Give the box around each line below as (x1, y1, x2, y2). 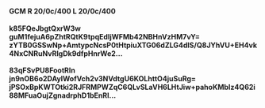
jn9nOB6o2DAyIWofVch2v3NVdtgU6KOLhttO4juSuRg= (9, 74, 197, 84)
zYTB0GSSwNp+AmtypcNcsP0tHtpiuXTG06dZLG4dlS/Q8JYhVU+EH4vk (9, 40, 257, 50)
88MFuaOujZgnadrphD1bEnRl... (9, 91, 117, 100)
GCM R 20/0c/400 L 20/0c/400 (9, 6, 116, 16)
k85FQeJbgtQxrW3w (9, 24, 82, 33)
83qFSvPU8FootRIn (9, 65, 76, 75)
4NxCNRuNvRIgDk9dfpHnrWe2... (9, 49, 123, 58)
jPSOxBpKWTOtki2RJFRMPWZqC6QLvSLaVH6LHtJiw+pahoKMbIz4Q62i (9, 83, 256, 92)
